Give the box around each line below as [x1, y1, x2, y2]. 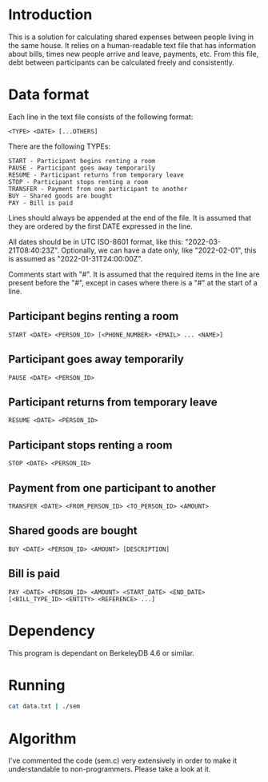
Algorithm [8, 729, 77, 748]
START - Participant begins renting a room [8, 157, 156, 165]
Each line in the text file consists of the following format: [8, 112, 194, 122]
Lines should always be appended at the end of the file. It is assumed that [8, 213, 252, 222]
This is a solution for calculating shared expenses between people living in [8, 32, 254, 42]
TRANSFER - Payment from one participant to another [8, 185, 188, 193]
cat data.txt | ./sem [8, 702, 81, 711]
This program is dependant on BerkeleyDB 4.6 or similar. [8, 648, 194, 657]
